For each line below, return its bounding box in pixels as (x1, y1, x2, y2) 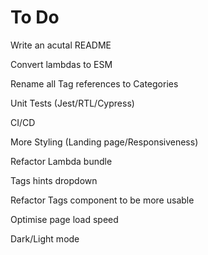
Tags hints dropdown (10, 174, 98, 186)
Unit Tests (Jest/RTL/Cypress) (10, 97, 135, 109)
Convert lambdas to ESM (10, 58, 113, 70)
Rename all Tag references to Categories (10, 77, 179, 90)
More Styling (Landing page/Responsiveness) (10, 136, 199, 148)
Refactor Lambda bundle (10, 155, 113, 167)
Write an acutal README (10, 39, 112, 51)
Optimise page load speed (10, 213, 119, 225)
